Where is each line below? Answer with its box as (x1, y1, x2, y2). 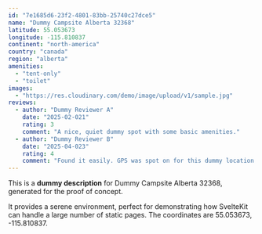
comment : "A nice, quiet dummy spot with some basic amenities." (22, 128, 241, 135)
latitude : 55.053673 (8, 26, 76, 34)
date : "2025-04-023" (22, 142, 89, 150)
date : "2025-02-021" (22, 113, 89, 121)
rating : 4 (22, 149, 55, 157)
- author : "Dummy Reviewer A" (15, 106, 114, 114)
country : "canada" (8, 48, 68, 56)
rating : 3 (22, 121, 55, 128)
